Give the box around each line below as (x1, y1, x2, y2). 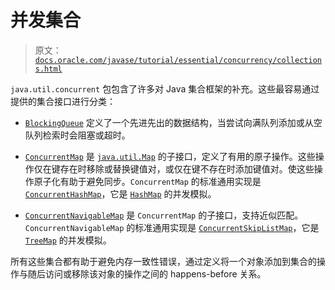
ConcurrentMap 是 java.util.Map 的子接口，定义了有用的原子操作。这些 (24, 150, 316, 162)
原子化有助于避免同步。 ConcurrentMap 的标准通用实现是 (33, 175, 262, 187)
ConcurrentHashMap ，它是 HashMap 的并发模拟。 (24, 187, 217, 200)
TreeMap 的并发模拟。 (24, 234, 112, 246)
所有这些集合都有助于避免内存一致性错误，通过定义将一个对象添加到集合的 (10, 255, 317, 267)
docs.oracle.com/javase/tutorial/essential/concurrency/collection (34, 55, 322, 65)
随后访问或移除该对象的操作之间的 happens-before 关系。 (27, 267, 267, 280)
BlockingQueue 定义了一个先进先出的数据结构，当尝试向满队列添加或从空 (24, 116, 323, 128)
